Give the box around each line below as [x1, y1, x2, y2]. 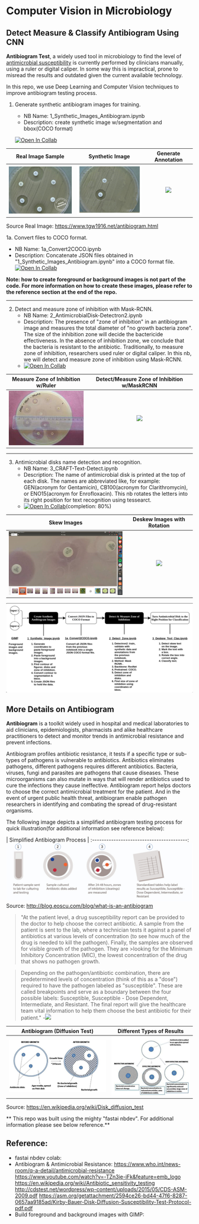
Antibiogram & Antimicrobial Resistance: [14, 1161, 113, 1168]
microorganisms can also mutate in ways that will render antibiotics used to [6, 776, 190, 782]
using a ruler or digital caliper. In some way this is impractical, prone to [6, 65, 179, 72]
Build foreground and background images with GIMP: [14, 1211, 145, 1218]
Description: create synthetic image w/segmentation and [23, 119, 162, 126]
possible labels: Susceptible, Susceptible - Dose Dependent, [20, 995, 169, 1002]
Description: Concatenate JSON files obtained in [14, 252, 133, 259]
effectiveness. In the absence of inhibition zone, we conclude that [23, 337, 185, 345]
